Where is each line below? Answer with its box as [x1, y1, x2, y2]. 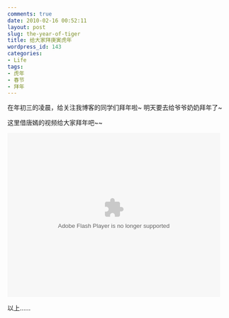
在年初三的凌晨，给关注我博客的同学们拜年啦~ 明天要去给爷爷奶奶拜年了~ [7, 104, 223, 112]
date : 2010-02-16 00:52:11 [7, 17, 87, 24]
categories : [7, 50, 43, 57]
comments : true [7, 10, 52, 18]
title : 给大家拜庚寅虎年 [7, 37, 72, 44]
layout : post [7, 23, 46, 31]
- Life [7, 57, 27, 64]
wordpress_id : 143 [7, 43, 62, 50]
